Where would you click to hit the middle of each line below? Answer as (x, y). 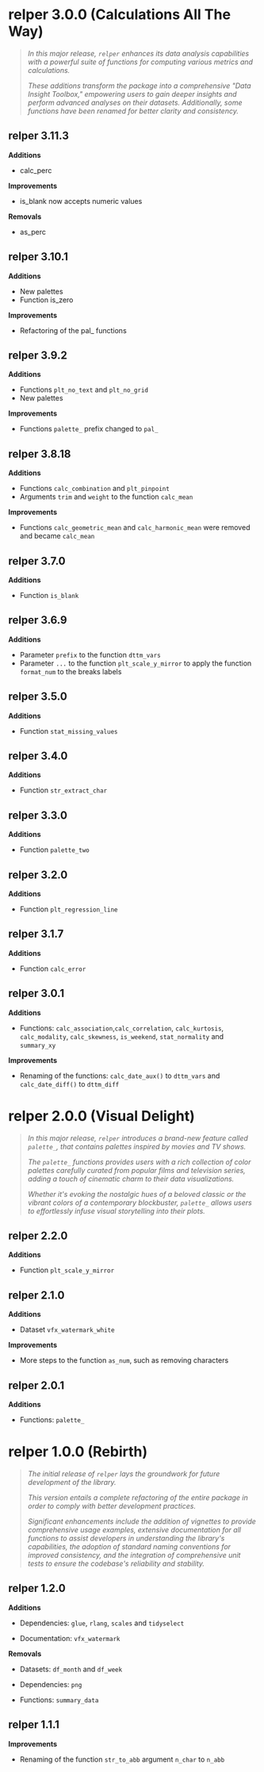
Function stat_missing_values (69, 731)
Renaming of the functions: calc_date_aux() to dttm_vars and (120, 1076)
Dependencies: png (51, 1684)
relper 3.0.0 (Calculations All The (120, 15)
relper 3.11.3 (38, 136)
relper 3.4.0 (38, 756)
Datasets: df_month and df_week (71, 1669)
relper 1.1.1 (34, 1725)
